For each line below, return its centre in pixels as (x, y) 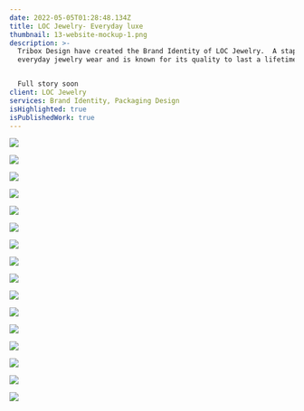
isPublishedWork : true (52, 117)
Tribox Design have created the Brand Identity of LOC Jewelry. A (147, 51)
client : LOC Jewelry (48, 92)
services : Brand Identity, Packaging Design (95, 100)
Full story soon (48, 84)
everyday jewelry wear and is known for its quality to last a (139, 60)
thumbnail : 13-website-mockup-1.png (78, 34)
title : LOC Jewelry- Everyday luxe (76, 26)
